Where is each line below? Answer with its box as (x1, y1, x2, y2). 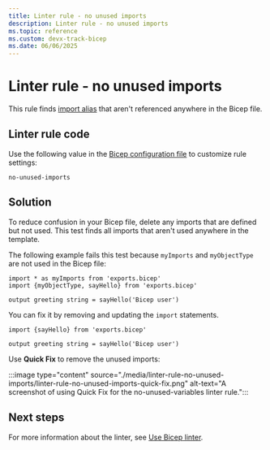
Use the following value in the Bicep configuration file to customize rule (8, 149, 247, 158)
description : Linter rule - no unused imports (8, 19, 169, 28)
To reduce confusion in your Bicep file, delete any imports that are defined (8, 217, 257, 227)
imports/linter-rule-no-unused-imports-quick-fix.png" (8, 379, 189, 388)
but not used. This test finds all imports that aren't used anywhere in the (8, 225, 249, 236)
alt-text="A (190, 379, 227, 388)
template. (8, 234, 41, 244)
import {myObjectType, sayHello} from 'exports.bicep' (8, 281, 198, 289)
